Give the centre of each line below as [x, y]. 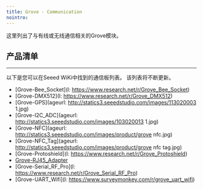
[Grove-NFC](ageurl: [41, 128]
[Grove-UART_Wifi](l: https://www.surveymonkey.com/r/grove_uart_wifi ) [105, 179]
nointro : [17, 18]
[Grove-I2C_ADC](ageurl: [47, 115]
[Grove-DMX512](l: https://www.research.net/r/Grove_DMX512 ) [94, 96]
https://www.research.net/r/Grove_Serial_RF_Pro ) [76, 173]
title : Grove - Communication [44, 12]
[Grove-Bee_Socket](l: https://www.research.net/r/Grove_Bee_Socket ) [102, 90]
